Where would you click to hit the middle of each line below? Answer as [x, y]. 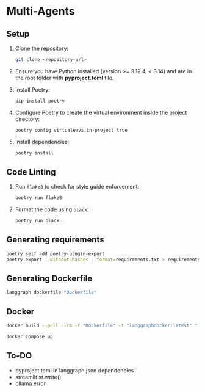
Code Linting [31, 172]
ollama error [31, 383]
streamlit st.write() [38, 377]
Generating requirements [56, 240]
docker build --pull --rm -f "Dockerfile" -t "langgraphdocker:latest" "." [105, 326]
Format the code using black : [52, 209]
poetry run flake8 [38, 198]
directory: [27, 119]
